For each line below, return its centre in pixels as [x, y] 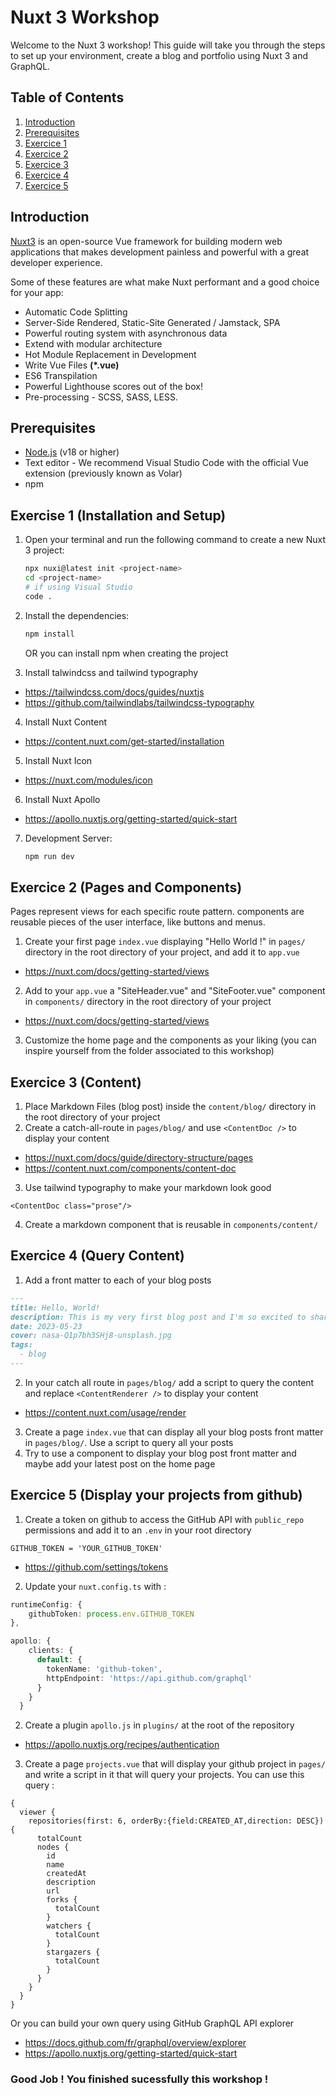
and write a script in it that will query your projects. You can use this [164, 1775]
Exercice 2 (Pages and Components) [126, 887]
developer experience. [56, 262]
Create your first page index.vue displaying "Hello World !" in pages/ [165, 942]
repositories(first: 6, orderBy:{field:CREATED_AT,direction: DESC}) [176, 1821]
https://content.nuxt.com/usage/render [105, 1412]
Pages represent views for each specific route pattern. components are [157, 912]
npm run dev [49, 856]
